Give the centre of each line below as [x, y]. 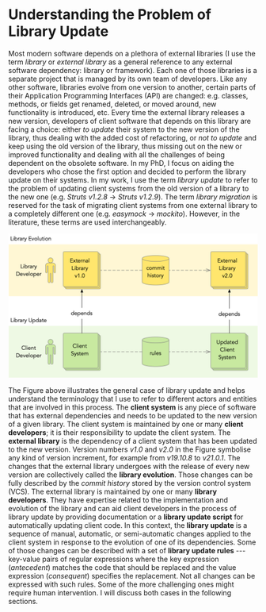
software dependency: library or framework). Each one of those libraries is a [133, 70]
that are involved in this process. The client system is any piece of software [132, 407]
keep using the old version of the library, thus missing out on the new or [125, 146]
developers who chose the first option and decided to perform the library [127, 171]
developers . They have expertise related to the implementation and [118, 500]
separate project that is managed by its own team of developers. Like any [128, 79]
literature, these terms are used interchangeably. [87, 222]
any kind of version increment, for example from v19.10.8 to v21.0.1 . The [124, 458]
